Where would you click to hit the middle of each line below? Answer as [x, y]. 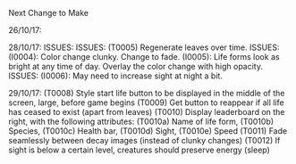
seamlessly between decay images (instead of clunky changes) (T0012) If [144, 140]
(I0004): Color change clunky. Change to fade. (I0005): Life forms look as [144, 57]
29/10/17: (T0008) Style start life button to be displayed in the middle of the [147, 93]
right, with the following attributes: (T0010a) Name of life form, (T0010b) [141, 121]
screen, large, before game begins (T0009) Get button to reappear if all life [146, 102]
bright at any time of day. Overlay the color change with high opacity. [136, 66]
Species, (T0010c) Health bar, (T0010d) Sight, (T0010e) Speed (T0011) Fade [148, 131]
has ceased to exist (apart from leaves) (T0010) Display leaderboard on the [147, 112]
